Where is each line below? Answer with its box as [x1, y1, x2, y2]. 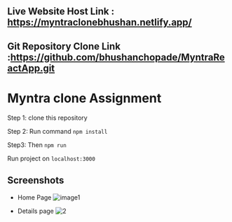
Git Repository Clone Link [7, 40, 121, 52]
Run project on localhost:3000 [7, 154, 96, 162]
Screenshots [7, 174, 64, 186]
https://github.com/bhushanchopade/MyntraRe [10, 51, 226, 63]
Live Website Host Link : [7, 6, 114, 18]
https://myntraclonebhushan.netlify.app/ [7, 17, 192, 29]
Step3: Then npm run [7, 140, 67, 149]
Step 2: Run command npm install [7, 127, 108, 135]
